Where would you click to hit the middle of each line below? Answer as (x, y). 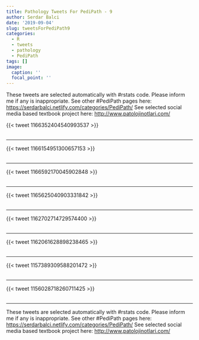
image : (14, 67)
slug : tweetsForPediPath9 (38, 28)
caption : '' (26, 72)
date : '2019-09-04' (30, 23)
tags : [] (17, 61)
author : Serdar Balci (33, 17)
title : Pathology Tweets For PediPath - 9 (59, 12)
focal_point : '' (31, 78)
